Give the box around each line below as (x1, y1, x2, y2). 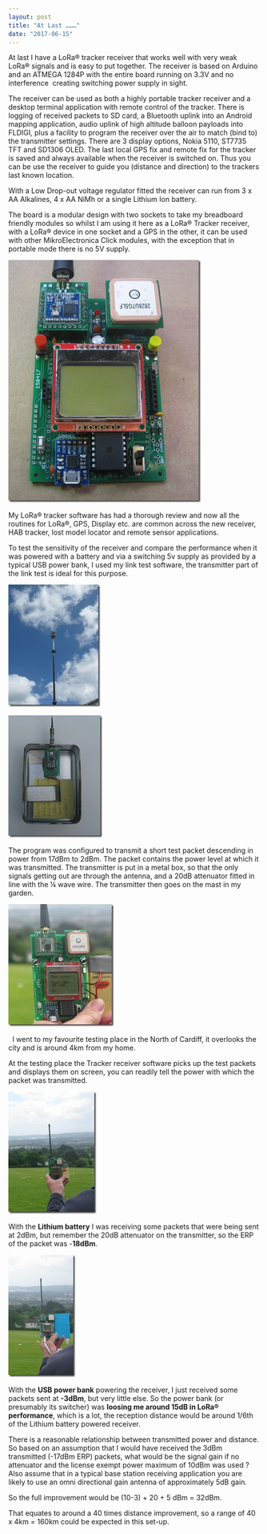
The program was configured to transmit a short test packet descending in (8, 846, 254, 855)
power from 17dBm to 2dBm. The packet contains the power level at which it (8, 854, 259, 864)
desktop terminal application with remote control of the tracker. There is (8, 103, 245, 112)
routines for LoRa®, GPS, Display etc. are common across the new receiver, (8, 519, 257, 529)
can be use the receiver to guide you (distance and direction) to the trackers (8, 162, 260, 172)
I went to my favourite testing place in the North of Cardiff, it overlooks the (11, 1035, 257, 1044)
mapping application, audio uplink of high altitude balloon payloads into (8, 119, 244, 129)
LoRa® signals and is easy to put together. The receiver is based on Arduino (8, 61, 258, 71)
